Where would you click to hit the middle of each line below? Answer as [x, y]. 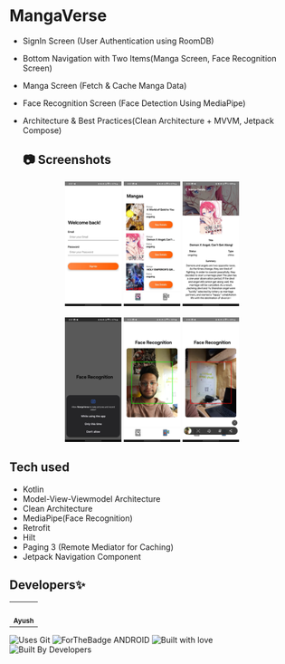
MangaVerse [58, 16]
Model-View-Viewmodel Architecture [91, 498]
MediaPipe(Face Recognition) [77, 518]
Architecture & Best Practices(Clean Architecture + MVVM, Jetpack [148, 120]
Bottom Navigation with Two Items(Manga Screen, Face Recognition [150, 58]
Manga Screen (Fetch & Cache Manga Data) [104, 85]
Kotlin [33, 489]
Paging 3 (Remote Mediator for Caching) [98, 547]
